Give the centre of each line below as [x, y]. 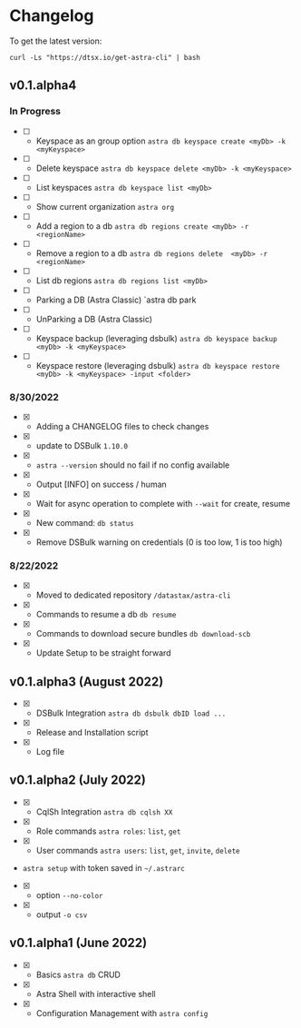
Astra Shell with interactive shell [96, 993]
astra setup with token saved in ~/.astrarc [104, 867]
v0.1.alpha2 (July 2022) [78, 781]
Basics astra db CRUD [78, 974]
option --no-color [69, 895]
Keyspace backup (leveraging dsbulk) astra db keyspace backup [157, 338]
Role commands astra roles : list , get [108, 831]
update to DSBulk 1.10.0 [82, 445]
